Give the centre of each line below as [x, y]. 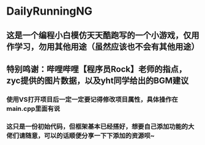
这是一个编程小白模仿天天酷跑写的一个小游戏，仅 [99, 35]
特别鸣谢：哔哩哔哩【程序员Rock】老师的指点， [96, 69]
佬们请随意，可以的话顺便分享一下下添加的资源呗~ [80, 135]
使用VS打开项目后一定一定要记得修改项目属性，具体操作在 [92, 99]
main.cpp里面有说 [33, 108]
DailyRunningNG [50, 11]
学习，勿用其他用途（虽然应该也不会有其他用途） [107, 47]
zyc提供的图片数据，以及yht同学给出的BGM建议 [98, 80]
